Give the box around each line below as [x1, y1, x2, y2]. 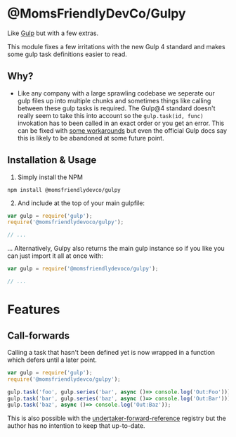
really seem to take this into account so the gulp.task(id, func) [17, 111, 204, 119]
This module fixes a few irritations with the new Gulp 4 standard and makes [7, 42, 226, 51]
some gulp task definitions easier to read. [7, 50, 128, 58]
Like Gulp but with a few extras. [7, 29, 99, 37]
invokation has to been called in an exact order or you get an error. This [17, 119, 225, 127]
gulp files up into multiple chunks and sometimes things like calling [17, 96, 211, 105]
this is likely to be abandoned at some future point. [17, 133, 164, 142]
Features [7, 301, 60, 318]
